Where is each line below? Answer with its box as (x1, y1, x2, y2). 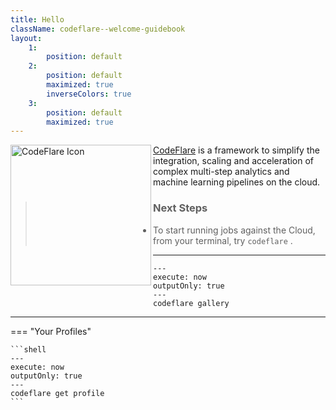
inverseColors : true (46, 89, 132, 99)
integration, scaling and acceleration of (153, 155, 315, 167)
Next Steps (153, 201, 208, 215)
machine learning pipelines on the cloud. (153, 176, 321, 188)
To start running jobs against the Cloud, (153, 224, 316, 236)
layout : (10, 33, 43, 43)
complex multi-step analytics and (153, 166, 290, 178)
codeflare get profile (10, 388, 105, 398)
